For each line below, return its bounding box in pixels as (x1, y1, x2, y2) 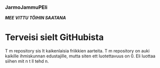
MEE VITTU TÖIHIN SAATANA (5, 15, 66, 21)
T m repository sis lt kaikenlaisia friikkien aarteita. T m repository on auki (5, 48, 150, 54)
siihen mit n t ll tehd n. (5, 58, 49, 64)
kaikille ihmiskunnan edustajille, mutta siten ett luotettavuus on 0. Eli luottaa (5, 53, 156, 59)
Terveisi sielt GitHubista (5, 32, 104, 43)
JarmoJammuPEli (5, 4, 48, 11)
